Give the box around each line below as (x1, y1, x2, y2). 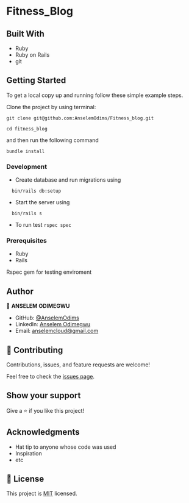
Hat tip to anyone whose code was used (15, 443, 116, 451)
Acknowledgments (6, 427, 80, 437)
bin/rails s (12, 210, 43, 217)
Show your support (6, 390, 81, 401)
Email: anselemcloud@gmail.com (15, 327, 99, 335)
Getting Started (6, 75, 66, 86)
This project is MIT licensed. (6, 490, 77, 498)
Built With (6, 29, 45, 39)
